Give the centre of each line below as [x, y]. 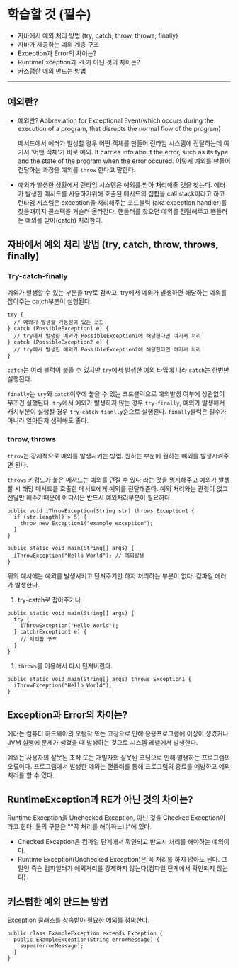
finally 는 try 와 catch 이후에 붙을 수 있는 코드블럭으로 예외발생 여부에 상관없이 [116, 394]
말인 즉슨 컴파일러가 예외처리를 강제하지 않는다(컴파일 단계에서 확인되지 [116, 868]
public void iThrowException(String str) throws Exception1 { [101, 511]
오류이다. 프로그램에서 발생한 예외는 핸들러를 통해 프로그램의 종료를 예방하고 [112, 766]
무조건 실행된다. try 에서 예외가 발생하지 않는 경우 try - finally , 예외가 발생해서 [116, 403]
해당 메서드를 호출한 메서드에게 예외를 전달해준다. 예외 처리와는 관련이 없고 [125, 488]
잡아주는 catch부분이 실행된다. [50, 301]
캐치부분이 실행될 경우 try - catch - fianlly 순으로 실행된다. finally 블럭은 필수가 [117, 412]
